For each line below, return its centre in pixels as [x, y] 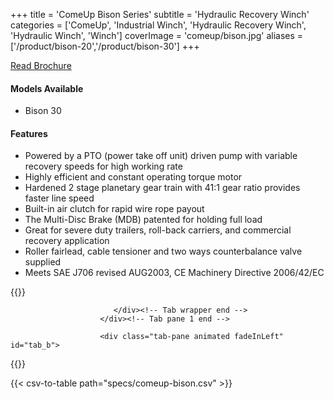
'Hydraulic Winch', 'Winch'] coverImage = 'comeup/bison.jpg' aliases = [157, 35]
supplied [43, 262]
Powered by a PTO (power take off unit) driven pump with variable [161, 156]
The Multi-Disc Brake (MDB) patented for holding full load [143, 220]
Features [29, 133]
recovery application [67, 241]
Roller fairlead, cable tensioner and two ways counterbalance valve [163, 251]
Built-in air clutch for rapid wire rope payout [114, 209]
